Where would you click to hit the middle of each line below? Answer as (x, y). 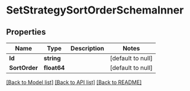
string (52, 58)
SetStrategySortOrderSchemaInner (95, 10)
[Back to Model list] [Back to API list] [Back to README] (74, 82)
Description (88, 48)
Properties (26, 32)
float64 (54, 68)
